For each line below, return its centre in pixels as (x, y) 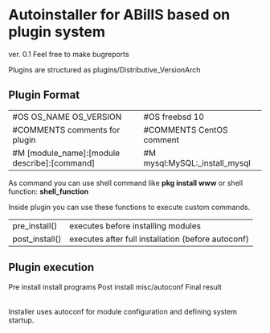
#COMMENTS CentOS (186, 129)
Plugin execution (51, 267)
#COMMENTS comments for (66, 129)
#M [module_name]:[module (66, 153)
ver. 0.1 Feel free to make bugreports (69, 54)
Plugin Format (44, 95)
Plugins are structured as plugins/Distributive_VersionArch (104, 69)
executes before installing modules (135, 225)
